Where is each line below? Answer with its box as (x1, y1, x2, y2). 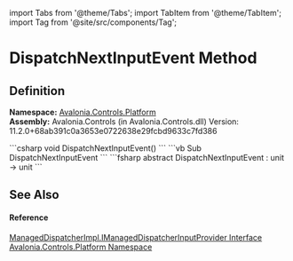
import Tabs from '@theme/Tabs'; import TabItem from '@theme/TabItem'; (9, 8, 282, 18)
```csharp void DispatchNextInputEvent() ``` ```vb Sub (9, 143, 202, 154)
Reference (9, 212, 49, 223)
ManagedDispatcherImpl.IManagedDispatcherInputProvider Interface (9, 232, 263, 242)
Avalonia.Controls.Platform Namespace (9, 241, 153, 252)
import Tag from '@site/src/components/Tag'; (9, 17, 178, 28)
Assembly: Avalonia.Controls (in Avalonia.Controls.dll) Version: (9, 116, 240, 127)
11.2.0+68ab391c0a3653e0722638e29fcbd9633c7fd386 (9, 126, 218, 136)
